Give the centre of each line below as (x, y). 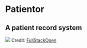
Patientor (25, 9)
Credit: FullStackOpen (34, 40)
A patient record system (44, 28)
